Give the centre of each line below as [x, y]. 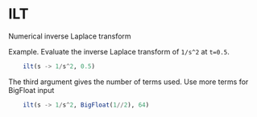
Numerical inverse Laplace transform [70, 36]
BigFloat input [31, 90]
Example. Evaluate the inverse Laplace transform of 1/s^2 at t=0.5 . [119, 51]
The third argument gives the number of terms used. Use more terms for [128, 82]
